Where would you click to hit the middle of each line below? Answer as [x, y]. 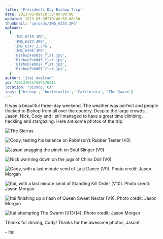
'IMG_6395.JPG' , [31, 51]
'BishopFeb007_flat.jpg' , [41, 69]
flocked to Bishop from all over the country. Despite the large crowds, [76, 111]
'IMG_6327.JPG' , [31, 42]
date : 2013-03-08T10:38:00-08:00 [39, 14]
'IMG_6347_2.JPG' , [33, 46]
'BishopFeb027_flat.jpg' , [41, 64]
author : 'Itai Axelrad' [30, 78]
